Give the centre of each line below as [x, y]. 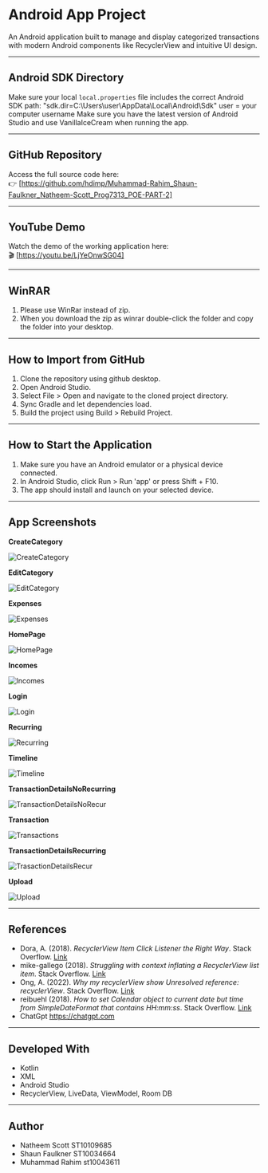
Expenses [25, 603]
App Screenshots [53, 523]
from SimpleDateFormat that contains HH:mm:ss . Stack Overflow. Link [136, 1008]
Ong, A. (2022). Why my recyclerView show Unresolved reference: [129, 982]
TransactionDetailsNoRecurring [62, 789]
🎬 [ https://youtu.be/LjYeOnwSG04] [66, 255]
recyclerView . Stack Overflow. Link [77, 991]
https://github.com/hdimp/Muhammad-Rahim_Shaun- [109, 183]
